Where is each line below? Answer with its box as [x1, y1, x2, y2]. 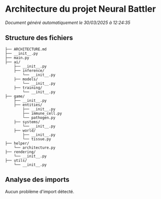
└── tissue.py [22, 136, 51, 141]
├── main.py [5, 55, 29, 60]
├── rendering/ [5, 149, 36, 155]
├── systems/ [14, 119, 40, 124]
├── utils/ [5, 158, 27, 163]
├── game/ [5, 94, 25, 99]
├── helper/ [5, 141, 29, 146]
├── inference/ [14, 68, 45, 73]
